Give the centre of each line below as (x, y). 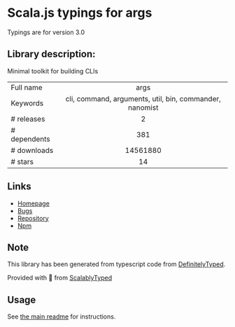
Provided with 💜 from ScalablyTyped (60, 278)
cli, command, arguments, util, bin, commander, (143, 99)
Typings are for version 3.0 (46, 32)
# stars (22, 161)
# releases (28, 119)
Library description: (51, 54)
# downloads (32, 150)
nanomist (143, 108)
